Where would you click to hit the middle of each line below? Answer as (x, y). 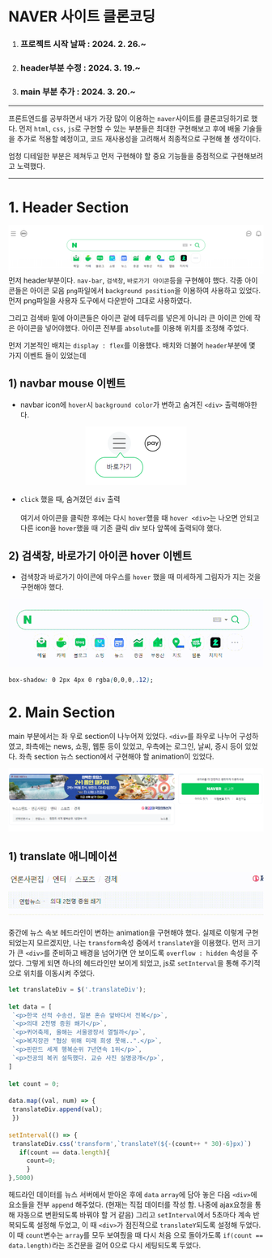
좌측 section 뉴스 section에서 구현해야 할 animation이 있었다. (117, 757)
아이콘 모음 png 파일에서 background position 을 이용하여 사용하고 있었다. (145, 290)
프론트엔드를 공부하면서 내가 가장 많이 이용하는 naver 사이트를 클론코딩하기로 (129, 119)
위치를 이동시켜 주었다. (59, 973)
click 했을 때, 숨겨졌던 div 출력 (70, 499)
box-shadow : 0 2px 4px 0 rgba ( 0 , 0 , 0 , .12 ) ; (81, 680)
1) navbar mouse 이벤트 (67, 384)
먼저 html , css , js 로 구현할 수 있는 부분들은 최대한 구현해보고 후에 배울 (130, 129)
